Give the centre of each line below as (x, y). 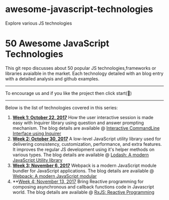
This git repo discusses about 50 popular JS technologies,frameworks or (81, 68)
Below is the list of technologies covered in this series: (62, 108)
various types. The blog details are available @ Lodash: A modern (81, 155)
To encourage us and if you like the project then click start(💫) (69, 93)
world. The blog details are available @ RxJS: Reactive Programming (83, 192)
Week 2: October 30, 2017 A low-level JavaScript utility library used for (87, 139)
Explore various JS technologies (38, 23)
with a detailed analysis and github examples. (52, 78)
